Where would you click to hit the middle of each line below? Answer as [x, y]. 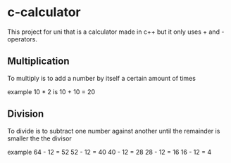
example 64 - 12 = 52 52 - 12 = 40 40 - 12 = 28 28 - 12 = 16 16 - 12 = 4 [110, 152]
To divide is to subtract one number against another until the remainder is [114, 131]
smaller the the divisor [39, 138]
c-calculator [44, 12]
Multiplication [38, 61]
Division [26, 114]
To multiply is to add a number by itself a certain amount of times [101, 78]
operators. [22, 39]
